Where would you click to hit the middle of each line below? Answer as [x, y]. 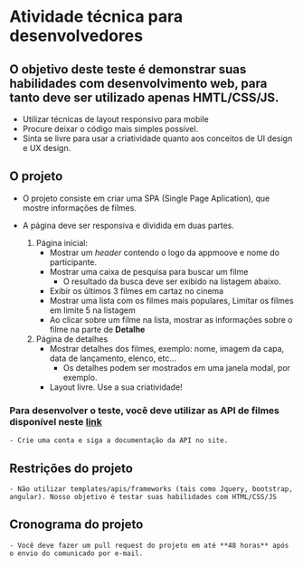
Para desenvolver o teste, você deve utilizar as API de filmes [145, 411]
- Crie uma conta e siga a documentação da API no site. [119, 440]
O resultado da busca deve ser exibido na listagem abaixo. [172, 281]
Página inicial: [62, 242]
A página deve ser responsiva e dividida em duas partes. [128, 225]
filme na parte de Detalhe [97, 329]
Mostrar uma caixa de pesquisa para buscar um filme [149, 271]
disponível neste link [56, 421]
